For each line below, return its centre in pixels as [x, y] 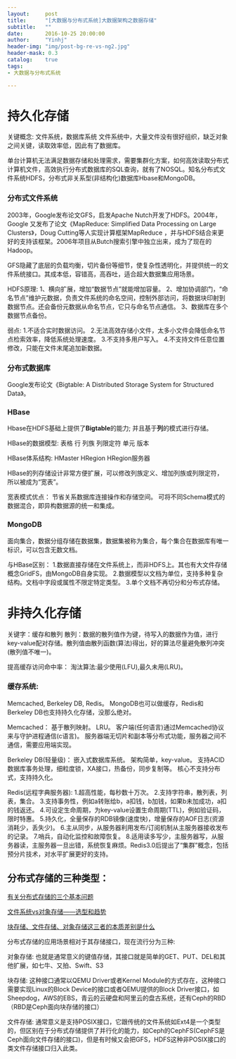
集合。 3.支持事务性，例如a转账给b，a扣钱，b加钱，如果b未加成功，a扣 [123, 801]
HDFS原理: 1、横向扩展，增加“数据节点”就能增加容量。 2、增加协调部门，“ [115, 289]
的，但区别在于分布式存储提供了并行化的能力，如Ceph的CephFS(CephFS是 [116, 1030]
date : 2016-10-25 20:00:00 [56, 33]
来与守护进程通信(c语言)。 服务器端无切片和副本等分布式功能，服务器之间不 [117, 736]
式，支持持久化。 [32, 777]
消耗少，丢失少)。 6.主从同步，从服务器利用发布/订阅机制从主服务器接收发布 [118, 827]
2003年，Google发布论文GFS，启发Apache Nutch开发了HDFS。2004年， [114, 215]
